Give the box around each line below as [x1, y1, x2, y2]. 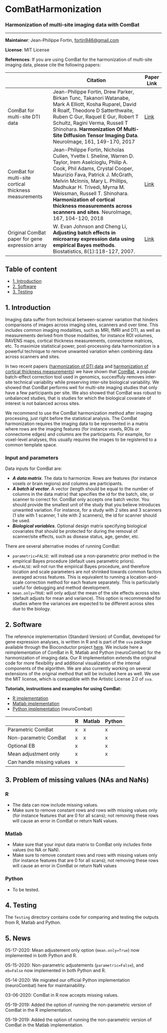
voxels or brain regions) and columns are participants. [12, 480, 123, 487]
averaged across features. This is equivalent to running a [12, 574, 129, 580]
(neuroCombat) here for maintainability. [5, 983, 86, 989]
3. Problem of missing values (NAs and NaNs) [5, 776, 149, 784]
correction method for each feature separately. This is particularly [24, 580, 160, 586]
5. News [5, 934, 31, 942]
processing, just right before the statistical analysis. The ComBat [5, 415, 138, 421]
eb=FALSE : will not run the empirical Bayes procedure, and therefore [12, 564, 150, 570]
